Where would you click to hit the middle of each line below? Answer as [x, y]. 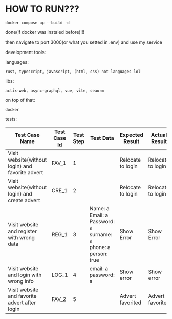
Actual [159, 135]
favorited [131, 303]
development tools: [26, 52]
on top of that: [20, 100]
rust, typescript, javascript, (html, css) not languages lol [73, 72]
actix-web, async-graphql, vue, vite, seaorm [55, 91]
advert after [22, 303]
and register [23, 231]
